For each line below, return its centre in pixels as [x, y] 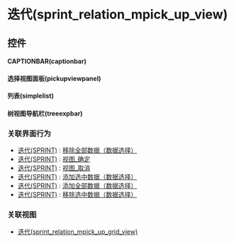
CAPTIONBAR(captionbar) [47, 62]
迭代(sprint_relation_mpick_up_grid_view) [78, 232]
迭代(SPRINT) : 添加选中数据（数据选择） [77, 177]
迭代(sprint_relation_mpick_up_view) [118, 15]
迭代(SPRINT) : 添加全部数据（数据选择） [77, 186]
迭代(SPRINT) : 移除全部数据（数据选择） [77, 150]
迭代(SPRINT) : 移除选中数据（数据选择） [77, 195]
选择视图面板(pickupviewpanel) [54, 78]
